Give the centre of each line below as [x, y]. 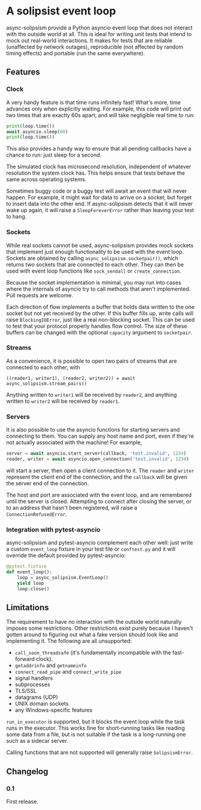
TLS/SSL [26, 691]
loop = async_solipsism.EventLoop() [63, 578]
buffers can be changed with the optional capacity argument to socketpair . [99, 332]
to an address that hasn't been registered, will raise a [72, 507]
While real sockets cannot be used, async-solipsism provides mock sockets [100, 245]
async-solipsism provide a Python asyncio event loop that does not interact [100, 28]
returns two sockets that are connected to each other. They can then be [95, 264]
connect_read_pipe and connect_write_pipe [68, 672]
